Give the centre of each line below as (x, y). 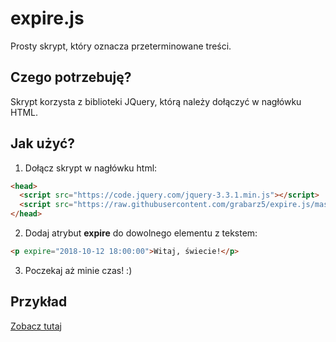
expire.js (47, 18)
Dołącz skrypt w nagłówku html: (91, 168)
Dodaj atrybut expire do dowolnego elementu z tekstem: (141, 233)
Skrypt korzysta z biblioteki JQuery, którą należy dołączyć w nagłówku (156, 101)
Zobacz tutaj (36, 326)
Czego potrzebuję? (71, 77)
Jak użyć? (43, 143)
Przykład (39, 302)
